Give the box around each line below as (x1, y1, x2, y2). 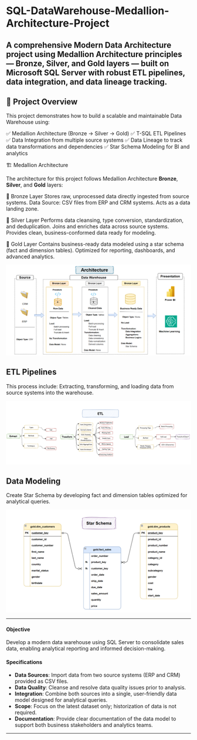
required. (14, 709, 37, 716)
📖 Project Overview (6, 96, 78, 106)
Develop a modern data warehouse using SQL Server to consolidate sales (6, 639, 184, 646)
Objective (6, 625, 30, 633)
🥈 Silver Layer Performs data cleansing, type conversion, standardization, (6, 216, 184, 224)
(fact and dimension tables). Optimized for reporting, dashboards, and (6, 247, 175, 254)
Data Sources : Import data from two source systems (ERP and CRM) (14, 672, 181, 679)
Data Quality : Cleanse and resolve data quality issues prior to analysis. (14, 684, 186, 691)
